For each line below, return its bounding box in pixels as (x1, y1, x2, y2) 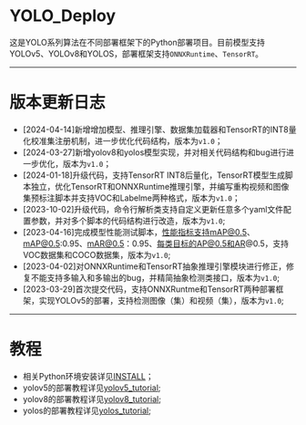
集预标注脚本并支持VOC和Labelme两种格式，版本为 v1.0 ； (22, 192, 240, 203)
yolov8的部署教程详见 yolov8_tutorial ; (22, 393, 162, 404)
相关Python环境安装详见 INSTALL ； (22, 370, 154, 381)
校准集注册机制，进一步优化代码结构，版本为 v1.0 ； (30, 135, 223, 146)
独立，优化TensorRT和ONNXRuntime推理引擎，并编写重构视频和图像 (30, 181, 290, 192)
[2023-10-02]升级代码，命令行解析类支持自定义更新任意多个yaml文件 (22, 203, 284, 214)
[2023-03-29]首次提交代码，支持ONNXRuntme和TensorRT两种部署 (22, 284, 276, 295)
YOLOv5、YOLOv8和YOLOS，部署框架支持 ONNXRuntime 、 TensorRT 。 (9, 47, 264, 59)
